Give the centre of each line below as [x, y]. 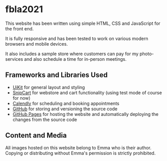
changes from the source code [45, 119]
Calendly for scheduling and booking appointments [66, 103]
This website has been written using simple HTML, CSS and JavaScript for [83, 23]
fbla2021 [24, 9]
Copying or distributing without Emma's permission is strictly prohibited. [80, 153]
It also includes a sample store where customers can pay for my [72, 54]
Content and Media [36, 135]
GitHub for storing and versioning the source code [65, 109]
